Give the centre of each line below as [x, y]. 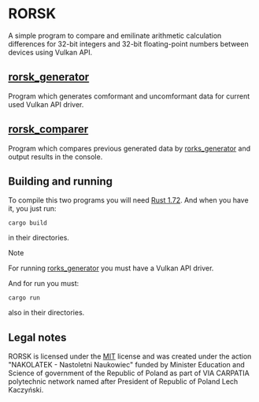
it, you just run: [32, 209]
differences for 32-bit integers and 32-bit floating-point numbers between [129, 43]
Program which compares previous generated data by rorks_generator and [129, 148]
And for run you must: [44, 284]
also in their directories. [46, 313]
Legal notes [37, 337]
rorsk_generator [49, 77]
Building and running [60, 181]
